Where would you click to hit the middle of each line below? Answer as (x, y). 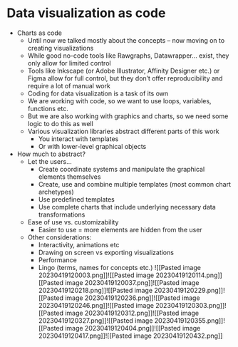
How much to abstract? (51, 154)
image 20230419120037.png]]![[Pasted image (132, 282)
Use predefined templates (77, 199)
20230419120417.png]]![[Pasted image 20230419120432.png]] (130, 336)
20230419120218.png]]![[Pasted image (95, 290)
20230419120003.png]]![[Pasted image (96, 275)
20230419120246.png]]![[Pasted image (96, 305)
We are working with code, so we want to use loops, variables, (119, 100)
